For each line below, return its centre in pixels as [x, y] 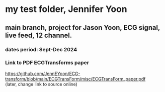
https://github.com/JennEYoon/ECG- [43, 74]
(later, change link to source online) [41, 84]
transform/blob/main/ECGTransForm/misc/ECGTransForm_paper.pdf [75, 79]
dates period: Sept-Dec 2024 [41, 49]
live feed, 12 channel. [39, 35]
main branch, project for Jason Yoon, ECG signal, [82, 28]
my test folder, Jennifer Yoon [66, 9]
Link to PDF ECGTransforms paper [47, 63]
